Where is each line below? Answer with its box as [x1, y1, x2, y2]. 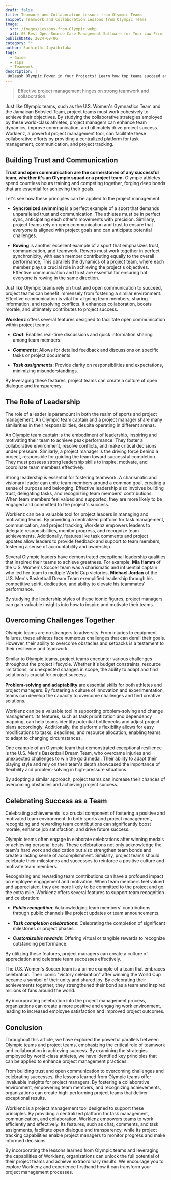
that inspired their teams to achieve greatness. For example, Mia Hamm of [5, 559, 161, 565]
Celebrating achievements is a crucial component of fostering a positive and [5, 810, 165, 816]
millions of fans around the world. [5, 987, 76, 994]
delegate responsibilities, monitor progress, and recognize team [5, 527, 139, 533]
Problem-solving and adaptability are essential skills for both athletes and [5, 681, 162, 688]
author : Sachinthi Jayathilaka [5, 45, 72, 50]
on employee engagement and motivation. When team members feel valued [5, 879, 164, 885]
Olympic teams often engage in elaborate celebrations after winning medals [5, 836, 164, 843]
